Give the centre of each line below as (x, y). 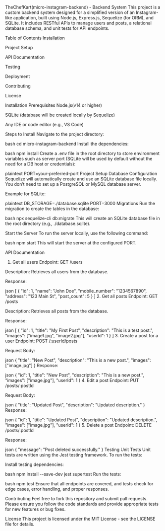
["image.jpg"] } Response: (32, 365)
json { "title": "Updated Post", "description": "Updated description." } (75, 405)
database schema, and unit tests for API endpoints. (57, 28)
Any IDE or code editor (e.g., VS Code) (45, 124)
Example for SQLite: (26, 194)
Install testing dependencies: (35, 464)
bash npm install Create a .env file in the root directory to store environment (82, 153)
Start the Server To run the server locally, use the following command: (77, 233)
